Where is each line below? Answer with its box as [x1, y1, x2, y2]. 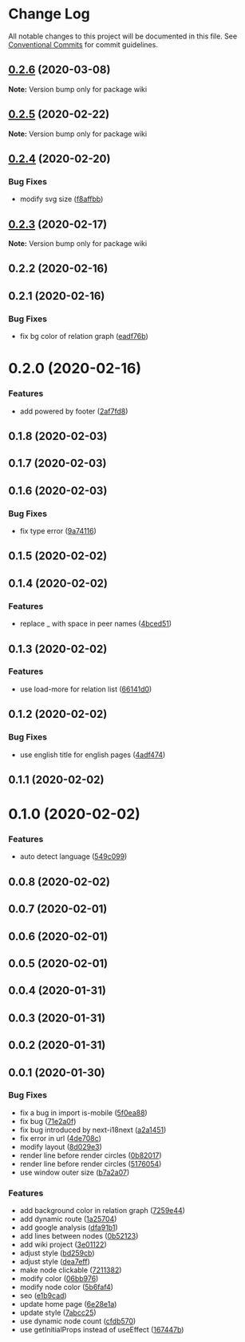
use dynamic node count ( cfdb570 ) [19, 1316, 136, 1326]
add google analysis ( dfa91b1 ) [19, 1223, 118, 1232]
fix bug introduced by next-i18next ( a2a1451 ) [19, 1125, 167, 1134]
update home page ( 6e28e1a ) [19, 1300, 117, 1309]
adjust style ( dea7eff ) [19, 1257, 90, 1267]
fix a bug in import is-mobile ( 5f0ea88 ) [19, 1107, 148, 1118]
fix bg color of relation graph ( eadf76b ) [19, 332, 149, 341]
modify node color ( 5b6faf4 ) [19, 1283, 114, 1292]
